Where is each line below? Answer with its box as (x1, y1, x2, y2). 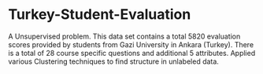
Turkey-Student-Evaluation (8, 6, 191, 24)
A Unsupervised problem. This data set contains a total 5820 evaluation (8, 31, 241, 41)
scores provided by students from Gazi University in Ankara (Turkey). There (8, 39, 254, 49)
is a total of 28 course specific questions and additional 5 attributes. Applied (8, 48, 256, 57)
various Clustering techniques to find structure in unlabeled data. (8, 57, 219, 66)
